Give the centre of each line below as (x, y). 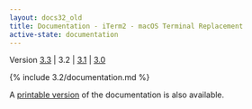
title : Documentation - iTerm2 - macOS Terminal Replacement (126, 26)
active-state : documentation (64, 34)
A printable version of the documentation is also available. (117, 95)
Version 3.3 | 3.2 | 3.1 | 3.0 (58, 60)
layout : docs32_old (46, 18)
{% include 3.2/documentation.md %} (80, 77)
